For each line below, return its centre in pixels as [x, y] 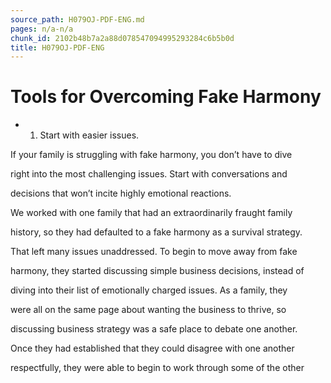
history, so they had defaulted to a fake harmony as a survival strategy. [156, 232]
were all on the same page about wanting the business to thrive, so [148, 310]
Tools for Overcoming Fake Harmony [166, 97]
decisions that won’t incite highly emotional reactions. [121, 193]
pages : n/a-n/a [42, 29]
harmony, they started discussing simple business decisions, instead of [157, 271]
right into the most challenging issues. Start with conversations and [149, 174]
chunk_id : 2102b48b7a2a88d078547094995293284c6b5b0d [122, 38]
